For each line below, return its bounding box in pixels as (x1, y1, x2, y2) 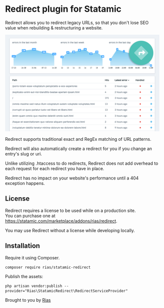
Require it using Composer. (5, 255, 60, 260)
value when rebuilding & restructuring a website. (5, 25, 103, 30)
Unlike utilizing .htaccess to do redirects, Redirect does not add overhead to (5, 160, 158, 166)
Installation (5, 242, 40, 250)
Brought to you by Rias (5, 297, 51, 303)
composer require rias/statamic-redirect (5, 265, 91, 270)
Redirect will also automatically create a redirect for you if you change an (5, 146, 152, 152)
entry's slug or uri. (5, 151, 43, 156)
